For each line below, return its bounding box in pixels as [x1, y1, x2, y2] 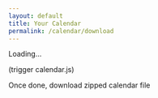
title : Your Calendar [8, 19, 82, 28]
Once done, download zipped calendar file [8, 80, 151, 90]
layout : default [8, 11, 63, 20]
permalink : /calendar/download [8, 27, 114, 35]
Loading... [8, 49, 42, 59]
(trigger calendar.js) [8, 65, 75, 75]
